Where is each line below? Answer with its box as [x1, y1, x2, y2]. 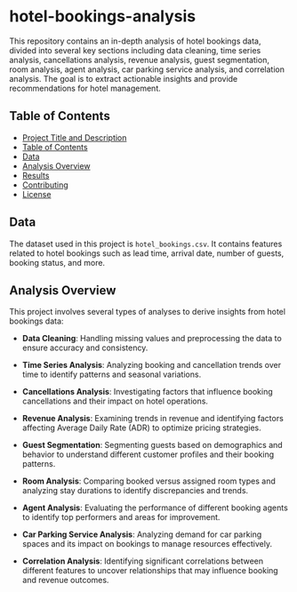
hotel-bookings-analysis [9, 6, 197, 27]
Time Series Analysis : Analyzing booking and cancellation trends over [21, 360, 282, 371]
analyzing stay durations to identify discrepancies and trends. [21, 485, 249, 496]
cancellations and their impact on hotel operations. [21, 396, 209, 406]
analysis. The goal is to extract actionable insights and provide [9, 73, 238, 84]
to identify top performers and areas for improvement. [21, 512, 221, 523]
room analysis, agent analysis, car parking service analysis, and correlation [9, 64, 285, 75]
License [21, 188, 52, 199]
